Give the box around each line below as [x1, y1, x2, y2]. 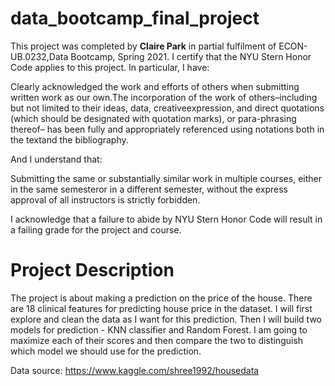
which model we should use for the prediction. [10, 345, 202, 357]
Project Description [10, 259, 175, 282]
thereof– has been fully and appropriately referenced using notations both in [10, 123, 325, 135]
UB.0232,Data [10, 50, 69, 62]
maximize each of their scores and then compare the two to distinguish [10, 334, 304, 346]
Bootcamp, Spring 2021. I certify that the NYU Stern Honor [70, 50, 312, 62]
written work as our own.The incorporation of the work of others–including [10, 91, 318, 103]
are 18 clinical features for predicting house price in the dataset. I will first [10, 302, 313, 314]
